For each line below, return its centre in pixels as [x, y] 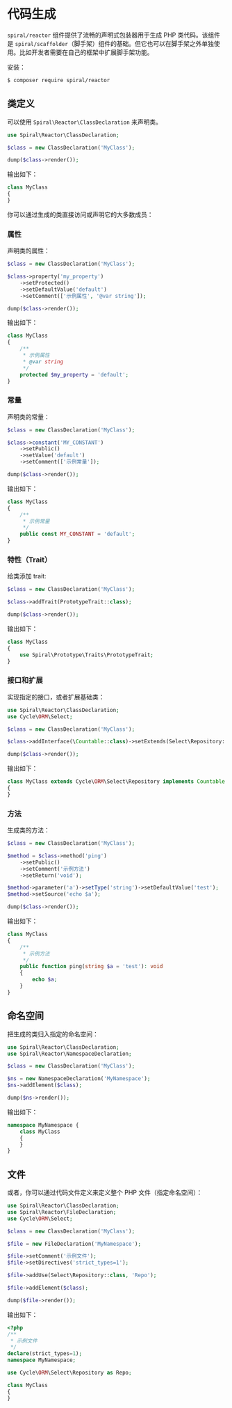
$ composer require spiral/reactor [59, 80]
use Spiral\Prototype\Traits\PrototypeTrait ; [87, 655]
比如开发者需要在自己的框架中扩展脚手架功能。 [86, 52]
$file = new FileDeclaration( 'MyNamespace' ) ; [74, 1244]
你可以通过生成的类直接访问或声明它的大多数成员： [80, 214]
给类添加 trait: [27, 576]
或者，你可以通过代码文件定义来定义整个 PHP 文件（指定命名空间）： [105, 1193]
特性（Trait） [30, 560]
